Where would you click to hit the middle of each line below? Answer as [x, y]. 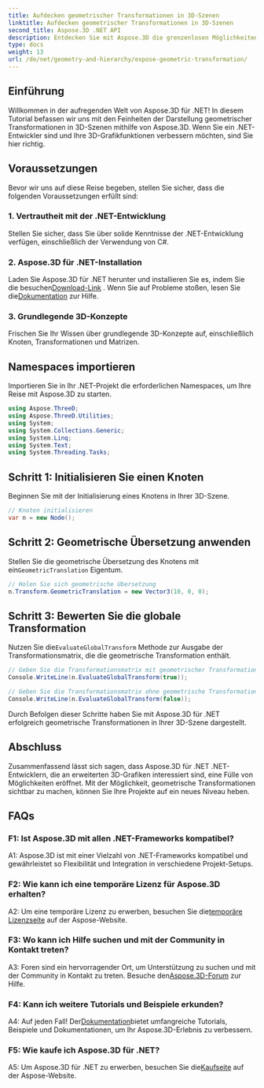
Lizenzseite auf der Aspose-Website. [68, 919]
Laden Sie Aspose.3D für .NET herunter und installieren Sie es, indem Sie [126, 280]
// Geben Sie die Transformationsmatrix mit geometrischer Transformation [133, 670]
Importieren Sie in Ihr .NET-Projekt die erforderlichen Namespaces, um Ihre [130, 386]
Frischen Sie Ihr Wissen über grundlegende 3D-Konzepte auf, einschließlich [131, 334]
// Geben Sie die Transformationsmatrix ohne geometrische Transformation [133, 692]
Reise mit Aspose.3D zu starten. [60, 394]
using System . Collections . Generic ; [66, 430]
